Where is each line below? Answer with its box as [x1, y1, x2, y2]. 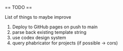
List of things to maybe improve [5, 14, 71, 20]
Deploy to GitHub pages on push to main [12, 24, 98, 30]
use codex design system [12, 35, 66, 40]
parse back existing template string [12, 29, 87, 35]
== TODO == [5, 5, 33, 10]
